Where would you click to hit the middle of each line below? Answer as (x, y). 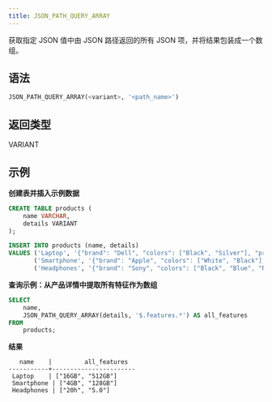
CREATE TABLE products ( (50, 208)
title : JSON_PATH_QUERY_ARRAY (59, 16)
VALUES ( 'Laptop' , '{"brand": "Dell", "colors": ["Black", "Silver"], (130, 253)
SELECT (19, 300)
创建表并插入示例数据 (44, 193)
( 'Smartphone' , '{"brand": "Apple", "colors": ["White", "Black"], (150, 261)
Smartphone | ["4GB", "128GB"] (64, 383)
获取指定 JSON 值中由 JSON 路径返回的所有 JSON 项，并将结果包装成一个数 (136, 40)
